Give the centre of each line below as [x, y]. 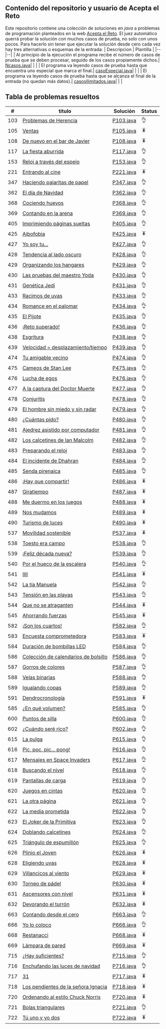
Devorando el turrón [46, 904]
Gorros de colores [43, 667]
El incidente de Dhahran [50, 461]
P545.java [124, 615]
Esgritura [33, 337]
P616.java [124, 749]
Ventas [30, 131]
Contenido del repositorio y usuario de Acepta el [82, 8]
